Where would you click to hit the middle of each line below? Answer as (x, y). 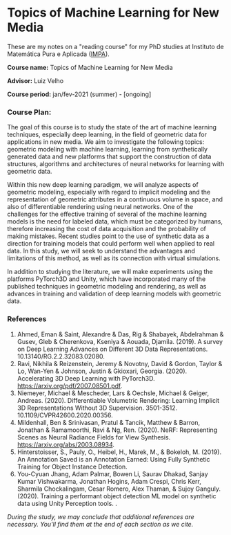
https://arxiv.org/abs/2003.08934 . (66, 444)
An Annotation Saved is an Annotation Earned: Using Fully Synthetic (113, 459)
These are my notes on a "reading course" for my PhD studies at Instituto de (115, 46)
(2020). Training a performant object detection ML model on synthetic (117, 496)
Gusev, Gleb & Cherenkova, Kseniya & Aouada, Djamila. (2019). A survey (120, 341)
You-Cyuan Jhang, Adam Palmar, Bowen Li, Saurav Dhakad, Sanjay (112, 474)
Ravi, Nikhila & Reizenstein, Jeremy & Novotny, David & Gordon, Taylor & (120, 363)
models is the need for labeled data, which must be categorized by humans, (115, 221)
